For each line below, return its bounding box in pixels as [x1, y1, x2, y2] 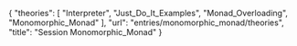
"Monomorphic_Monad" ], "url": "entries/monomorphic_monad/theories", [8, 17, 284, 28]
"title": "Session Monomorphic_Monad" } [8, 27, 163, 37]
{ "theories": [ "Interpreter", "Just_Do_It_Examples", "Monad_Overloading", [8, 8, 289, 18]
